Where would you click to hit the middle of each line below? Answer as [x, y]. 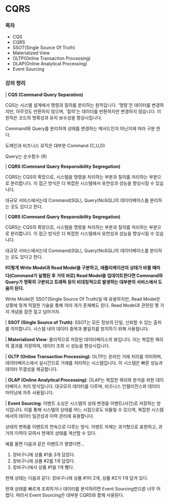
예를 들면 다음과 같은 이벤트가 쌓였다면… [45, 444]
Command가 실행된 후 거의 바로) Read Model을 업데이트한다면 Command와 [87, 275]
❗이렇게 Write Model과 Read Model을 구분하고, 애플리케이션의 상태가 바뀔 [78, 267]
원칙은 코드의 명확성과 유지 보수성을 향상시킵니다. [54, 117]
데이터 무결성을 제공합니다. [32, 369]
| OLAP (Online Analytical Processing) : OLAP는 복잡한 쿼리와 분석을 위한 [80, 380]
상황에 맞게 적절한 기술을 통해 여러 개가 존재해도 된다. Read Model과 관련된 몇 [82, 305]
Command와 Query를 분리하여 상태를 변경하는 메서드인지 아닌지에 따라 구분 [80, 128]
